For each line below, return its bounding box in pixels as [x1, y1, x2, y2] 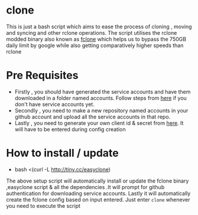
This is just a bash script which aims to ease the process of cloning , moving [6, 23, 192, 30]
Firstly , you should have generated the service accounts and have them [14, 88, 191, 95]
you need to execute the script [6, 202, 81, 209]
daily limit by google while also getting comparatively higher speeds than [6, 42, 184, 49]
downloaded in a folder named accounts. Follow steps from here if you [14, 94, 187, 101]
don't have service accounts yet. [14, 101, 95, 108]
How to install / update [6, 147, 119, 160]
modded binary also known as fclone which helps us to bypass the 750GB [6, 35, 187, 42]
